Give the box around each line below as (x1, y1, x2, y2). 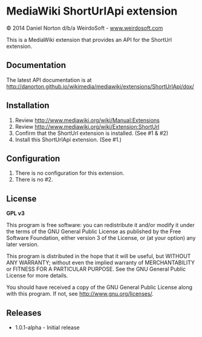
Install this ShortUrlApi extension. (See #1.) (15, 135, 122, 143)
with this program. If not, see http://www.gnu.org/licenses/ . (6, 290, 154, 298)
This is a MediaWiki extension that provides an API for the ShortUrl (6, 36, 172, 43)
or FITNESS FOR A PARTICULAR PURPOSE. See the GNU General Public (6, 265, 186, 273)
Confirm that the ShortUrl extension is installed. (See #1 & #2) (15, 129, 169, 137)
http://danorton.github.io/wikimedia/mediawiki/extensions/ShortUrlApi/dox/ (6, 83, 195, 90)
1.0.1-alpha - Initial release (15, 324, 80, 331)
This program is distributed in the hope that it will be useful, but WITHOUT (6, 253, 191, 260)
